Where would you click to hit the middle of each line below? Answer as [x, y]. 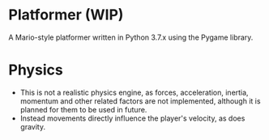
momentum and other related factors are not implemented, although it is [140, 101]
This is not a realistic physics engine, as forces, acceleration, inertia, [134, 92]
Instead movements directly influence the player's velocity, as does [132, 118]
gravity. [33, 126]
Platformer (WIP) [66, 15]
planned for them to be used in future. [83, 109]
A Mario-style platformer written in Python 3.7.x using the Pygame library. [131, 37]
